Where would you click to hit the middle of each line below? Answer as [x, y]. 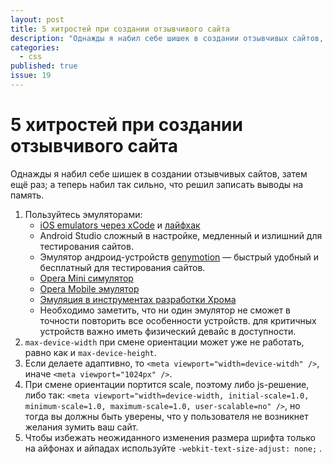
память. [27, 195]
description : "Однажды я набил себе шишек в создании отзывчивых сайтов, [167, 38]
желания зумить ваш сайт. [81, 427]
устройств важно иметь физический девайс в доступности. [168, 331]
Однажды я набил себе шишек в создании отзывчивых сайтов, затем [159, 173]
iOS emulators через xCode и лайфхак [120, 225]
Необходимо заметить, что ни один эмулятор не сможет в [165, 310]
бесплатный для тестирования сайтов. [122, 267]
